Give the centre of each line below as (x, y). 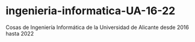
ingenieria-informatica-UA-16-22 (91, 11)
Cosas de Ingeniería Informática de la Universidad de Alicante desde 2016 (97, 27)
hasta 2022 (20, 33)
